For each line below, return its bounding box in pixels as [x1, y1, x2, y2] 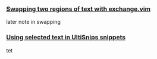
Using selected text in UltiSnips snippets [6, 33, 126, 42]
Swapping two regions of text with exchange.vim [6, 5, 150, 13]
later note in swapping [6, 18, 61, 26]
